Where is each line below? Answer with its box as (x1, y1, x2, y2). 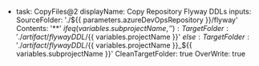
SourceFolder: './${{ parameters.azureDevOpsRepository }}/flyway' (15, 15, 238, 25)
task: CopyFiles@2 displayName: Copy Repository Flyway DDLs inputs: (15, 7, 252, 16)
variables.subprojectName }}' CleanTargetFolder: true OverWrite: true (15, 49, 246, 58)
